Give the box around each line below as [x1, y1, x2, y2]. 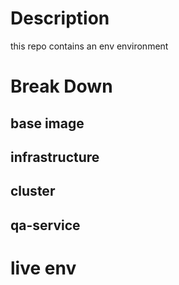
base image [10, 115, 85, 132]
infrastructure [10, 148, 100, 166]
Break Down [10, 75, 113, 98]
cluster [10, 183, 56, 200]
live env [10, 257, 77, 279]
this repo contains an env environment [10, 40, 169, 52]
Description [10, 7, 110, 30]
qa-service [10, 217, 81, 234]
